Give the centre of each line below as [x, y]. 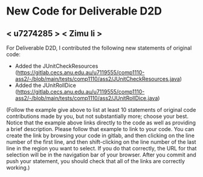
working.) [18, 168]
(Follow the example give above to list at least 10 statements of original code [101, 110]
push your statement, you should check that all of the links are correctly [96, 161]
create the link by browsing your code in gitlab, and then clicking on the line [101, 135]
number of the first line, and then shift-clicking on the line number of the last [101, 142]
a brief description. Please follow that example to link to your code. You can [100, 129]
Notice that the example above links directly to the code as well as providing [101, 123]
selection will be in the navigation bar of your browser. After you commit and [101, 155]
